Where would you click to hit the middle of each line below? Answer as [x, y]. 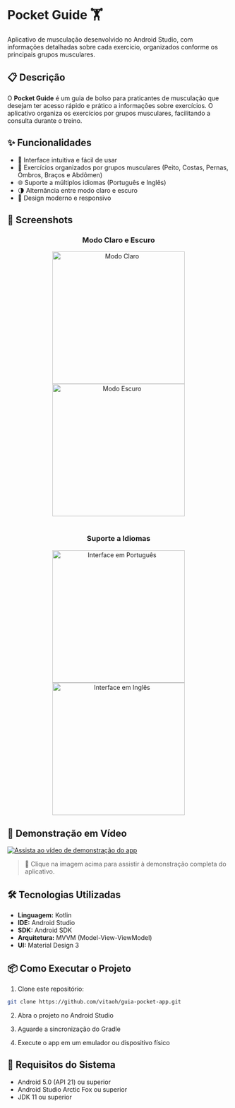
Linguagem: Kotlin [44, 915]
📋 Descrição [36, 77]
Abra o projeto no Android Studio [66, 1015]
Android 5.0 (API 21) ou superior [64, 1082]
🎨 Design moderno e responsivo [64, 198]
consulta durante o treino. [45, 120]
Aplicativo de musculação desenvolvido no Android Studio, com [100, 39]
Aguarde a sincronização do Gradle [69, 1029]
